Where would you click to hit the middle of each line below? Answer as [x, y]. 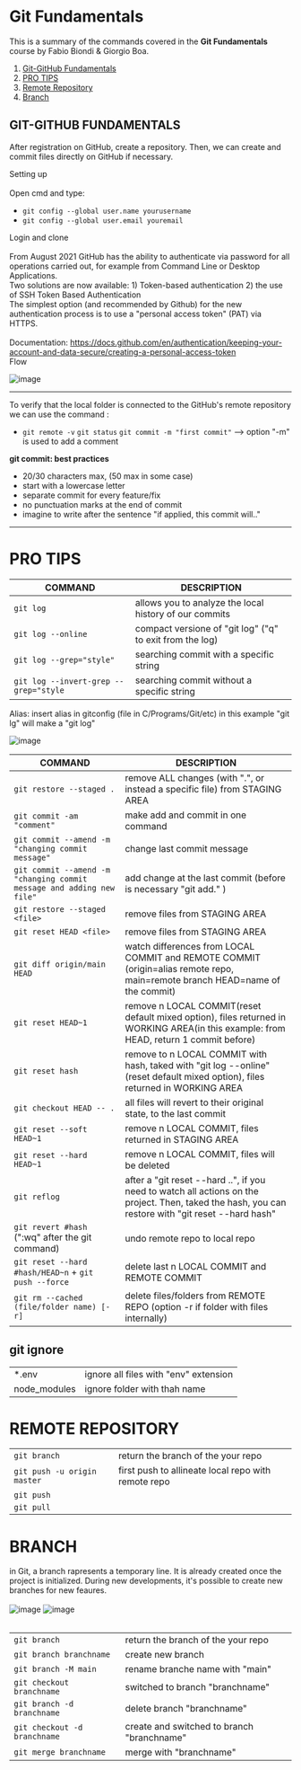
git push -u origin [55, 1472]
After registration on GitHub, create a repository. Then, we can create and [145, 146]
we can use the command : [59, 414]
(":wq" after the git [53, 1237]
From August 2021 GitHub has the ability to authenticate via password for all [150, 256]
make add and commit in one [186, 815]
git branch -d [44, 1704]
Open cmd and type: [47, 193]
